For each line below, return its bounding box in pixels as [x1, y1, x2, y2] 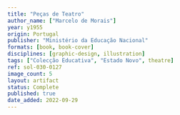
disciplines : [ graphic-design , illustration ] [7, 51, 145, 58]
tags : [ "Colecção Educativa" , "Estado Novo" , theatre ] [7, 57, 174, 64]
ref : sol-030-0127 [7, 64, 62, 71]
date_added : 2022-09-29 [7, 97, 79, 104]
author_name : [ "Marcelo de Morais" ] [7, 17, 116, 24]
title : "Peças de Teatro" [7, 10, 84, 18]
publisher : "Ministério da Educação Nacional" [7, 37, 149, 44]
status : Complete [7, 84, 59, 91]
